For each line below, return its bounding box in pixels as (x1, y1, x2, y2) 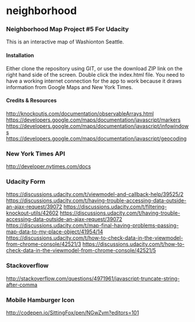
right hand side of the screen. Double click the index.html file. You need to (6, 71, 185, 78)
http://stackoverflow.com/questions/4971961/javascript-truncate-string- (6, 274, 180, 282)
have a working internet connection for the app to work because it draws (6, 77, 182, 84)
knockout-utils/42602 (6, 209, 59, 216)
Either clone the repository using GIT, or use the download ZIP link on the (6, 65, 183, 72)
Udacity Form (6, 178, 46, 186)
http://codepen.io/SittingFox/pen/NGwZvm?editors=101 (6, 309, 139, 316)
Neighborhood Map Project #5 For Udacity (6, 25, 129, 33)
